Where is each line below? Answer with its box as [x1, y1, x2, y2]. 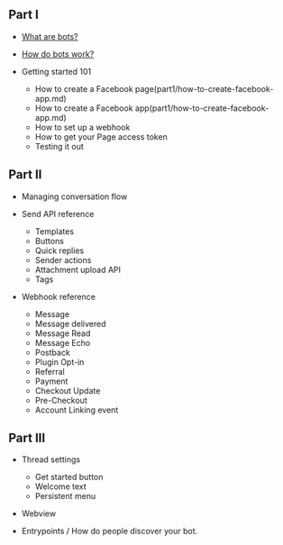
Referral [34, 366, 65, 377]
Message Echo [34, 337, 91, 348]
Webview [21, 508, 56, 519]
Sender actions [34, 254, 92, 265]
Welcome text [34, 481, 87, 492]
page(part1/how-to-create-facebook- [134, 83, 274, 94]
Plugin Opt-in [34, 356, 85, 368]
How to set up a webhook [34, 122, 131, 132]
